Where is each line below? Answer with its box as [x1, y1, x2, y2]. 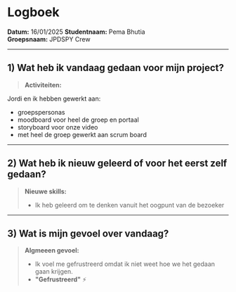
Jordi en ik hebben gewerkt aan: [7, 94, 101, 103]
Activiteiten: [24, 80, 62, 89]
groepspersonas [17, 108, 65, 116]
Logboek [7, 4, 60, 20]
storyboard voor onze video [17, 122, 98, 131]
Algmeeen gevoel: [24, 246, 79, 255]
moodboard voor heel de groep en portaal [17, 115, 139, 124]
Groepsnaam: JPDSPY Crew [7, 34, 91, 43]
